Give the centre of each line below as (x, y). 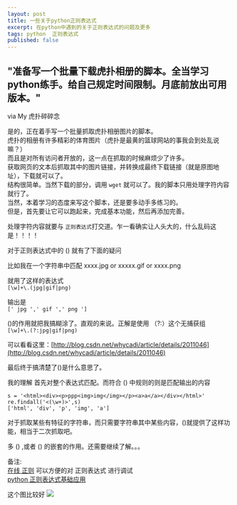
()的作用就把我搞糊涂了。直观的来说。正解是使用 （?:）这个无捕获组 (107, 323)
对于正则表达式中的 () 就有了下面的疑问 (65, 250)
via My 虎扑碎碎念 (34, 116)
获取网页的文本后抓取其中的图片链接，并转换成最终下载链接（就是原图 (110, 166)
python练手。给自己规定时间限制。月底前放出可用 (117, 84)
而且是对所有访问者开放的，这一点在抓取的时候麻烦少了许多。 (98, 158)
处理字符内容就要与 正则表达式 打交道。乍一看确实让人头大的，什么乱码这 (112, 226)
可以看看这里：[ (31, 344)
